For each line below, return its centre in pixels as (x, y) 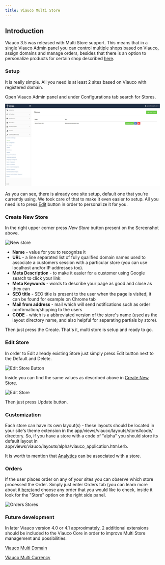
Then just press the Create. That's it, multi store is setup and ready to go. (79, 330)
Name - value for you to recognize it (49, 252)
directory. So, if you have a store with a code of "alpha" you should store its (82, 435)
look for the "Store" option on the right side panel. (56, 495)
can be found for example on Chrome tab (54, 299)
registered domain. (24, 87)
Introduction (25, 31)
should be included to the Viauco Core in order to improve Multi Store (75, 533)
